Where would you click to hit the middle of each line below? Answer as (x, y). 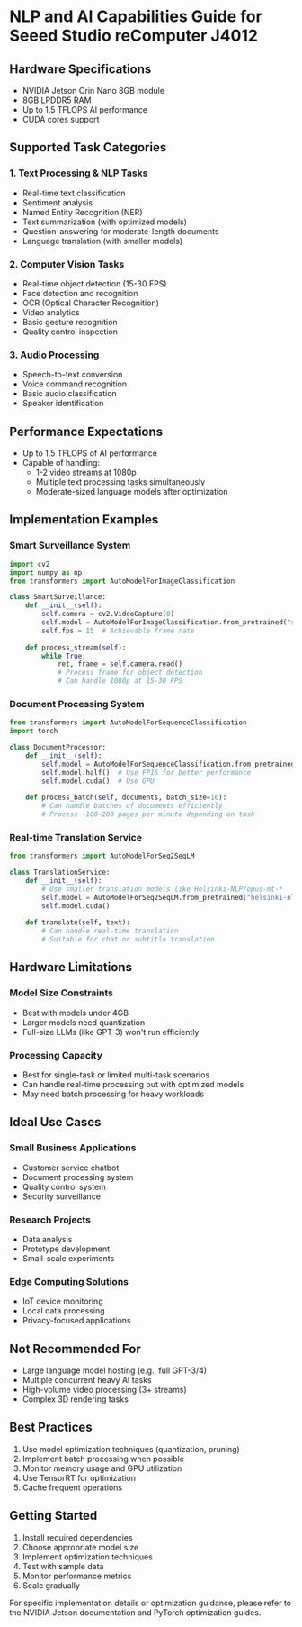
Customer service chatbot (71, 1168)
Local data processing (63, 1311)
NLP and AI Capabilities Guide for (136, 17)
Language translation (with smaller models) (102, 241)
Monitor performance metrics (77, 1576)
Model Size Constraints (62, 993)
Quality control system (64, 1186)
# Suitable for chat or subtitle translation (129, 940)
